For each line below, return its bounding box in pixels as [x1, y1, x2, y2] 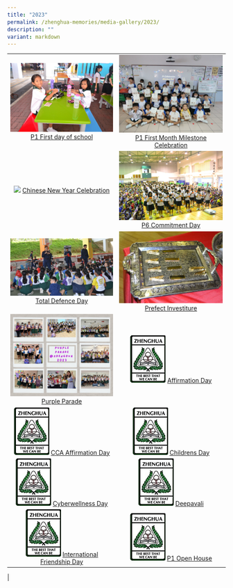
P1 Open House [166, 554, 213, 562]
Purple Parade [41, 397, 83, 406]
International [62, 550, 98, 559]
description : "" [7, 26, 54, 33]
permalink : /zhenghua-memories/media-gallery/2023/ [7, 18, 159, 26]
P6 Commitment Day [141, 221, 201, 230]
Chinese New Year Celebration [21, 186, 110, 195]
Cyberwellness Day [52, 499, 108, 507]
